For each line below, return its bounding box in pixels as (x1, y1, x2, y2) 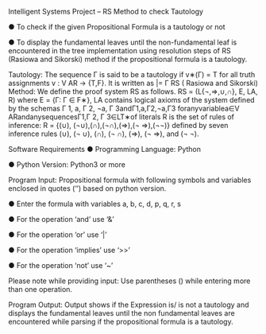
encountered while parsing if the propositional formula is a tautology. (8, 317, 233, 326)
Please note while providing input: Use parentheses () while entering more (8, 276, 251, 285)
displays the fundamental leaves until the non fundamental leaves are (8, 309, 236, 317)
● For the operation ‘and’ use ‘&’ (8, 215, 114, 223)
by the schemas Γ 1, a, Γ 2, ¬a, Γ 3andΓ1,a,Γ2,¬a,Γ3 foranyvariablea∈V (8, 103, 240, 113)
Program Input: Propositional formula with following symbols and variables (8, 175, 252, 184)
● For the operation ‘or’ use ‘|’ (8, 230, 107, 239)
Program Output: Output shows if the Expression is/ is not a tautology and (8, 300, 249, 309)
